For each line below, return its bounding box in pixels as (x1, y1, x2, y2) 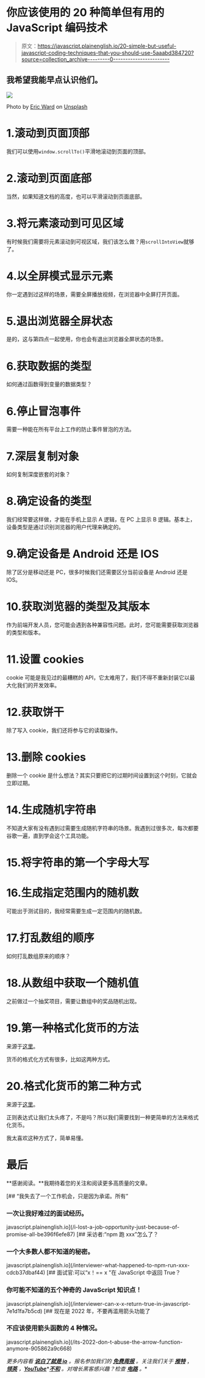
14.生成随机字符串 (6, 803, 96, 817)
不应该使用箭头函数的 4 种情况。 (6, 1324, 101, 1333)
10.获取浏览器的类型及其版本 (6, 600, 150, 614)
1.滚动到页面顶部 (6, 126, 90, 140)
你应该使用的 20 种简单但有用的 (6, 6, 165, 20)
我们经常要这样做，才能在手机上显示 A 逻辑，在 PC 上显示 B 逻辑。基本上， (6, 516, 196, 523)
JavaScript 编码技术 (6, 21, 108, 35)
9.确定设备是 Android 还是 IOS (6, 547, 159, 561)
